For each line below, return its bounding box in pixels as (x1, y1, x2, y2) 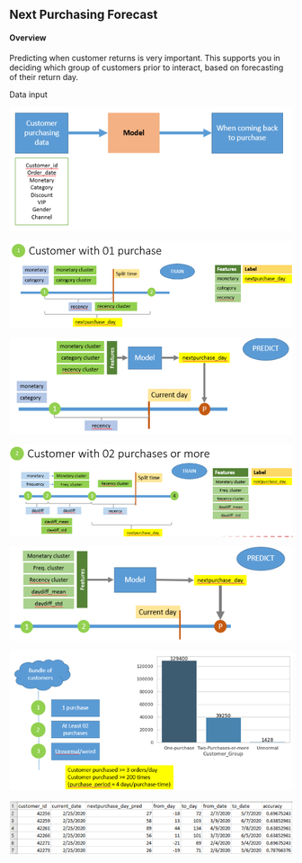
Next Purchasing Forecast (9, 7, 158, 22)
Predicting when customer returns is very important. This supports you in (9, 52, 280, 63)
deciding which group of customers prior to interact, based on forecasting (9, 62, 284, 73)
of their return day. (9, 71, 79, 82)
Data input (9, 89, 48, 100)
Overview (9, 31, 47, 43)
